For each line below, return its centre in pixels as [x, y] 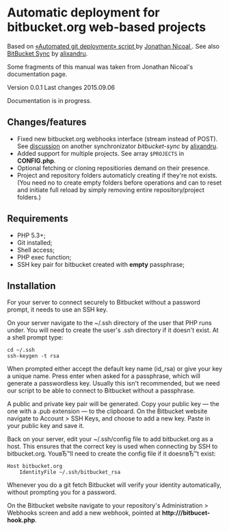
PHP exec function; [44, 257]
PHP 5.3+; [31, 235]
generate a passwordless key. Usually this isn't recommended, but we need [113, 383]
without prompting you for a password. [62, 493]
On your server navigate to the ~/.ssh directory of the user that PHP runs [109, 323]
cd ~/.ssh [21, 350]
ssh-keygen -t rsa [33, 356]
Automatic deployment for [83, 13]
